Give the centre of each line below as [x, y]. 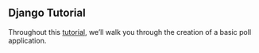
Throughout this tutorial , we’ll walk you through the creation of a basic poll [130, 32]
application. [27, 40]
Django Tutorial [47, 13]
